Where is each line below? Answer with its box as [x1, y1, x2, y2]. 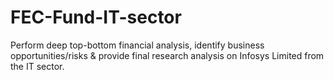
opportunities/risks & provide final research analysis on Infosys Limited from [10, 49, 325, 61]
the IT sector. [10, 60, 65, 72]
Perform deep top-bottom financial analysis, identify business [10, 39, 265, 51]
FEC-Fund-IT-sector [10, 6, 182, 29]
